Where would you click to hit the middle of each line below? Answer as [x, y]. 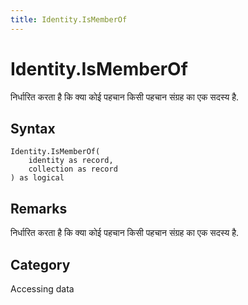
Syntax [33, 128]
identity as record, [71, 161]
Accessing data [42, 289]
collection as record [73, 169]
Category [40, 264]
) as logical [37, 178]
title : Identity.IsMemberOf [69, 19]
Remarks [39, 208]
